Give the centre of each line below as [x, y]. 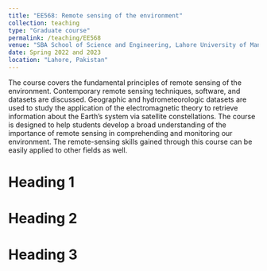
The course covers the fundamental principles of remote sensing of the [125, 82]
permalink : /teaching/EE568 [55, 38]
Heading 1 [42, 182]
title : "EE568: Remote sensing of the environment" [95, 15]
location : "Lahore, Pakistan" [58, 60]
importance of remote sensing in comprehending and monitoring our [120, 133]
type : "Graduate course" [49, 30]
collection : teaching [44, 23]
